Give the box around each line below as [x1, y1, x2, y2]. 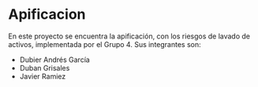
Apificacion [8, 5, 86, 24]
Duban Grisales [19, 63, 70, 72]
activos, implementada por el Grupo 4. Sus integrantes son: [8, 39, 201, 49]
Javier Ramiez [19, 71, 66, 81]
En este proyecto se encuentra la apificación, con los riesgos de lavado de [8, 31, 251, 41]
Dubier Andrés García [19, 55, 91, 64]
